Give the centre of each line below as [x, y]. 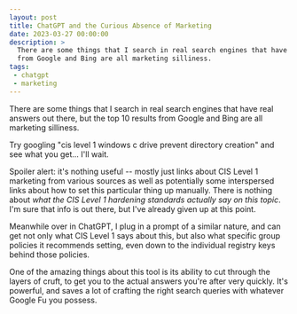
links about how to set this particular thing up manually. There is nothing [141, 190]
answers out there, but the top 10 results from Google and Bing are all [136, 118]
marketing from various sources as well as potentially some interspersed [142, 181]
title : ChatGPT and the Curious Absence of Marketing [111, 26]
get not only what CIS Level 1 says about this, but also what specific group [145, 235]
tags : [19, 67]
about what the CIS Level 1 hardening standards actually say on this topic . [145, 200]
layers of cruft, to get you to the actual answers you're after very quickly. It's [148, 281]
